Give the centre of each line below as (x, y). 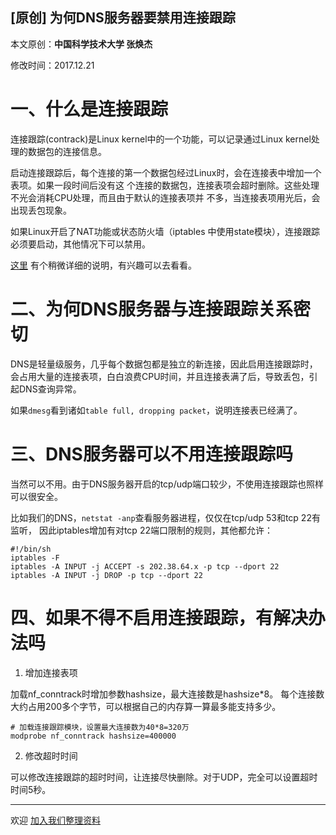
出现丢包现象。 (41, 210)
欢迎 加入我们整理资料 (55, 820)
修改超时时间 (51, 755)
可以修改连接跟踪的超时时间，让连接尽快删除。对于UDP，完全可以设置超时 (164, 777)
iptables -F (35, 558)
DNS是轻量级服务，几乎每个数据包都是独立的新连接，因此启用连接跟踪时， (164, 364)
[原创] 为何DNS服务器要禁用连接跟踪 (123, 18)
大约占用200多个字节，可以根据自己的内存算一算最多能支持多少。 (146, 706)
